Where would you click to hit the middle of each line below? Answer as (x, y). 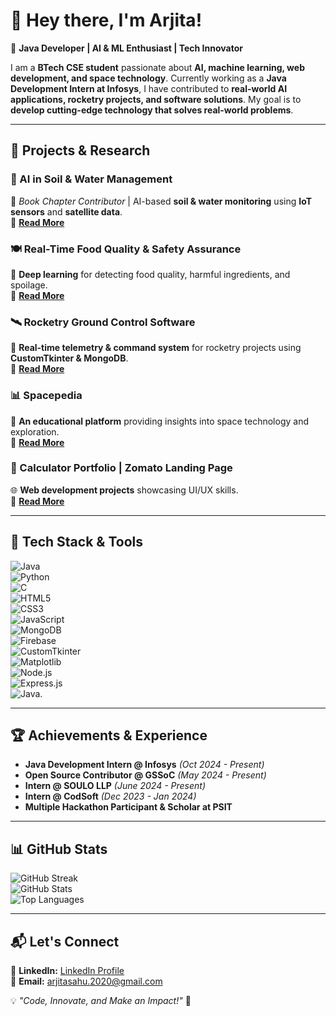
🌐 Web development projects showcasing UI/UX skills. (124, 490)
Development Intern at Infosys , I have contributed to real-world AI (149, 88)
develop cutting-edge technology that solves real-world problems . (152, 110)
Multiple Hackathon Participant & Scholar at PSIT (128, 807)
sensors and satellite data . (66, 211)
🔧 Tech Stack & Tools (76, 542)
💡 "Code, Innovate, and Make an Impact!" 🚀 (101, 1001)
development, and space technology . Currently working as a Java (148, 78)
